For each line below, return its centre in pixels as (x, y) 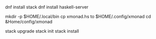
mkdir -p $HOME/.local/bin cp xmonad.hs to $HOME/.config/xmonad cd (78, 16)
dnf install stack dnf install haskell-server (47, 7)
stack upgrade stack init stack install (42, 31)
